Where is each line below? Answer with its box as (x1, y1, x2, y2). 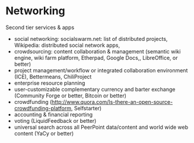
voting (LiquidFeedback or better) (14, 117, 97, 124)
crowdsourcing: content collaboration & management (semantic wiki (14, 47, 181, 55)
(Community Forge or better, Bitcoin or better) (14, 92, 127, 99)
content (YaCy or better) (14, 129, 74, 137)
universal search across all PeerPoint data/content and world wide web (14, 123, 188, 131)
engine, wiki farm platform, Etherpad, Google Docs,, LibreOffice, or (14, 54, 178, 61)
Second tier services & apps (5, 24, 75, 31)
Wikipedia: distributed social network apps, (14, 42, 120, 49)
